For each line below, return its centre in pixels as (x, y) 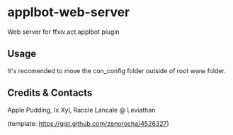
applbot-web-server (69, 12)
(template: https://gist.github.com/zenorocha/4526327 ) (89, 123)
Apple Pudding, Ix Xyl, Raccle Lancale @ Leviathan (81, 110)
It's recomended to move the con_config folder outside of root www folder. (117, 70)
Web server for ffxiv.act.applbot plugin (64, 32)
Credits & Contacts (50, 93)
